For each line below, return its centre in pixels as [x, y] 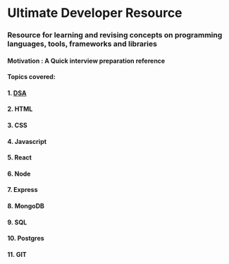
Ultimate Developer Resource [95, 13]
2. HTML [20, 109]
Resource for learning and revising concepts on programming [115, 35]
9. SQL [17, 222]
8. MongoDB [26, 206]
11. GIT [17, 254]
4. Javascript [27, 141]
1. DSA [17, 92]
